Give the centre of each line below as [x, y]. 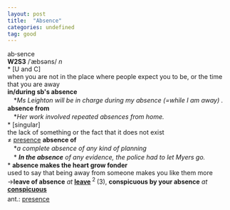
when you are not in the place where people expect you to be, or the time [115, 77]
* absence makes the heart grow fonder [68, 165]
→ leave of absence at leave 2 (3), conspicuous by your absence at [108, 181]
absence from [28, 108]
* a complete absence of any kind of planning [80, 148]
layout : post [27, 14]
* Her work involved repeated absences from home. [89, 117]
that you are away [34, 84]
